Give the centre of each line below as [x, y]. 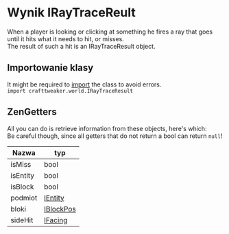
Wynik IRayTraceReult [71, 13]
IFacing [56, 220]
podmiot [24, 198]
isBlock [22, 187]
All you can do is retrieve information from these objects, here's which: [107, 128]
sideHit [22, 220]
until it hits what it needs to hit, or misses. [66, 38]
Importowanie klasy [50, 68]
